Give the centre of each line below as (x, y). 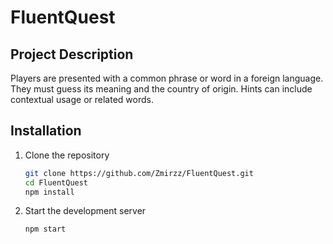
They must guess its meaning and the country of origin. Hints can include (161, 89)
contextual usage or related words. (82, 99)
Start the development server (85, 211)
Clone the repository (67, 155)
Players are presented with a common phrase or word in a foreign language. (167, 78)
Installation (46, 131)
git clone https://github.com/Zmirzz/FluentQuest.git (139, 173)
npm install (49, 192)
